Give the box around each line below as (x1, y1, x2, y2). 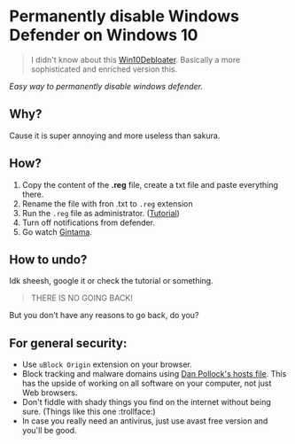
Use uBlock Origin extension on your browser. (21, 359, 193, 370)
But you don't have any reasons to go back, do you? (9, 310, 199, 321)
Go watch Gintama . (21, 226, 93, 237)
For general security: (9, 335, 128, 351)
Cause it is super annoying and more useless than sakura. (9, 130, 221, 141)
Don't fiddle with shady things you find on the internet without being (21, 397, 272, 408)
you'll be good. (21, 425, 77, 436)
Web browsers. (21, 387, 78, 398)
